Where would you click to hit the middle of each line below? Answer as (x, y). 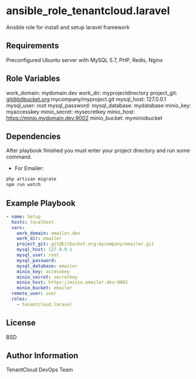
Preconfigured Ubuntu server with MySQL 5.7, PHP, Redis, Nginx (85, 60)
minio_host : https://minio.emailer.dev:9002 (72, 282)
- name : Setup (24, 217)
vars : (18, 228)
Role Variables (33, 79)
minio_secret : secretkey (47, 277)
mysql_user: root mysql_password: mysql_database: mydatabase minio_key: (99, 105)
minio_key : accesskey (43, 272)
